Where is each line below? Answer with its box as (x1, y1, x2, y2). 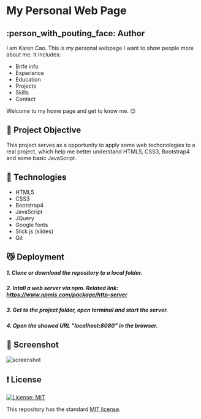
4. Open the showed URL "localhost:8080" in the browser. (6, 321, 158, 329)
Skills (15, 89, 29, 96)
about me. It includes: (6, 51, 61, 58)
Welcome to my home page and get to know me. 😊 (6, 107, 136, 114)
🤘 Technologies (6, 172, 67, 183)
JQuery (15, 214, 35, 221)
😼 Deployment (6, 252, 65, 263)
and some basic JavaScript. (6, 154, 77, 161)
